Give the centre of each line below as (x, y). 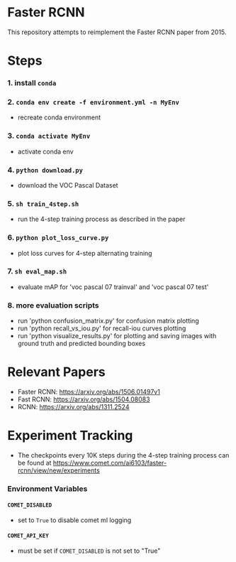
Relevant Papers (57, 372)
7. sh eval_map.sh (37, 271)
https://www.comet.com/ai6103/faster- (110, 463)
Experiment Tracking (70, 436)
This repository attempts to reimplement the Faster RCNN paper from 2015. (117, 32)
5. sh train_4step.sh (43, 203)
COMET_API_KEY (28, 536)
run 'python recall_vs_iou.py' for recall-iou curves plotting (102, 328)
